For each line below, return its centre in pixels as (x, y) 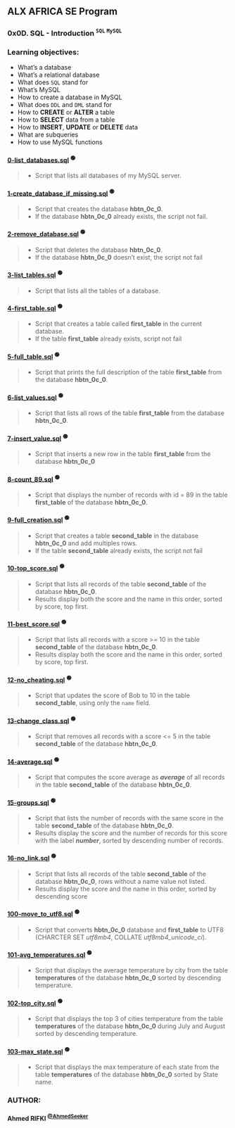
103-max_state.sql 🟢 (39, 1051)
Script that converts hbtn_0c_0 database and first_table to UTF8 (129, 930)
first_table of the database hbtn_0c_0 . (91, 502)
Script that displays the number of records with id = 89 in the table (131, 495)
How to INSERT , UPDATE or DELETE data (78, 127)
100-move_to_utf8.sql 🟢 (43, 913)
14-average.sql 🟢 (33, 761)
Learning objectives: (43, 52)
